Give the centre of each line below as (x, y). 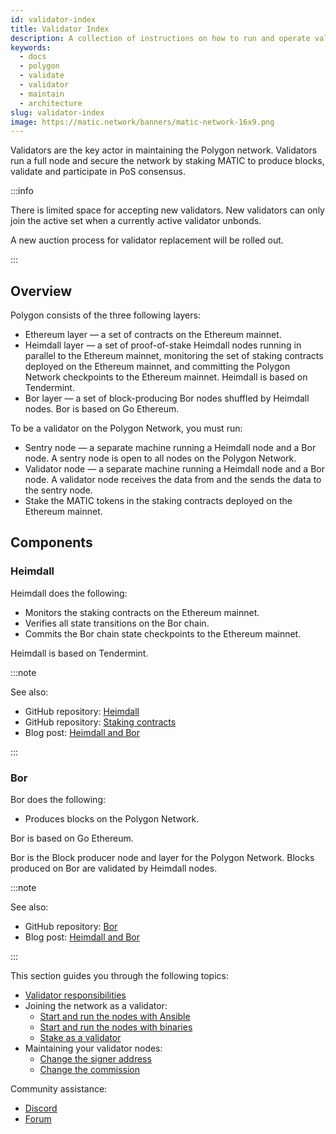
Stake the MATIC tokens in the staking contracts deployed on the (158, 501)
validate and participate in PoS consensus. (98, 172)
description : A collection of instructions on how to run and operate (160, 38)
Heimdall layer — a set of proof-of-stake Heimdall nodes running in (163, 345)
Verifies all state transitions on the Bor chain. (117, 623)
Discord (41, 1108)
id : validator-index (53, 19)
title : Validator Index (60, 29)
